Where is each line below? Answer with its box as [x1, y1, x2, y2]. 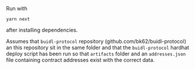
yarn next [6, 16, 31, 22]
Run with [6, 5, 28, 12]
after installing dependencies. [6, 26, 78, 33]
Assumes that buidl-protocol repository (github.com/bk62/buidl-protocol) [6, 38, 187, 44]
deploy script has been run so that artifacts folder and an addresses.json [6, 50, 186, 57]
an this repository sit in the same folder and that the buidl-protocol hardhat [6, 44, 190, 51]
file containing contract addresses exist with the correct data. [6, 57, 155, 63]
